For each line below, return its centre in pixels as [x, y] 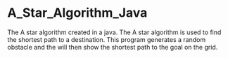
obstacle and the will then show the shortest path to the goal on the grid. [113, 47]
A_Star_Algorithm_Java [77, 13]
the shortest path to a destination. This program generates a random [107, 39]
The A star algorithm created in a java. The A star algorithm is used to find [114, 32]
